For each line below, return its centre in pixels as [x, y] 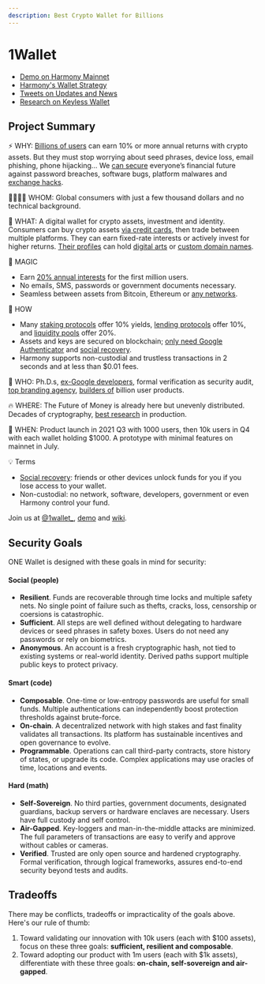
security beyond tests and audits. [74, 870]
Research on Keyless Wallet [65, 101]
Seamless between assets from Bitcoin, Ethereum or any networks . [129, 294]
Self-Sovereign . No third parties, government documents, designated [133, 803]
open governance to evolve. [65, 742]
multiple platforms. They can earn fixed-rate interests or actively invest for [129, 238]
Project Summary [52, 126]
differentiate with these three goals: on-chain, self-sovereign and [127, 963]
